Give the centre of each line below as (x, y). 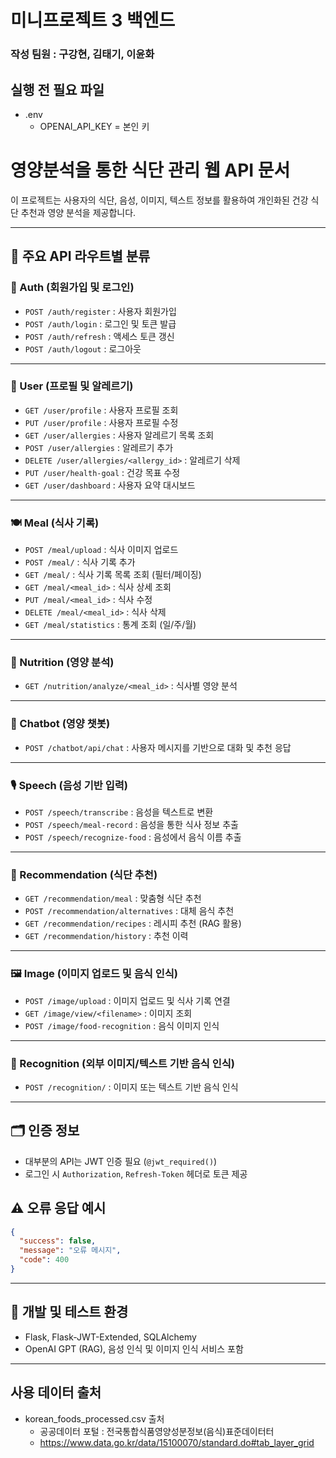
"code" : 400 (44, 1260)
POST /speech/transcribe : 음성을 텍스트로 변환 (119, 812)
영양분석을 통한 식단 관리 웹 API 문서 (150, 170)
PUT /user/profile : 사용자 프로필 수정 (101, 422)
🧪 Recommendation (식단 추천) (84, 874)
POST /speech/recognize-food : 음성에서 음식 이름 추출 (133, 837)
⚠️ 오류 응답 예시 (58, 1208)
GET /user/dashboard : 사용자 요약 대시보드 (110, 485)
